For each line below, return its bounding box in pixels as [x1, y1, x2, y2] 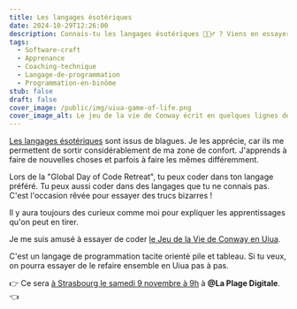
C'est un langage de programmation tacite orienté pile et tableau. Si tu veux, [9, 251, 287, 261]
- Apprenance [17, 54, 65, 63]
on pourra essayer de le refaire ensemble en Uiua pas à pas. [9, 260, 229, 271]
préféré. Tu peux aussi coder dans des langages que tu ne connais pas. [9, 181, 270, 192]
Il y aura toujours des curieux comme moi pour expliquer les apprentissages [9, 207, 286, 218]
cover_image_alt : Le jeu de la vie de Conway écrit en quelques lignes [9, 111, 278, 120]
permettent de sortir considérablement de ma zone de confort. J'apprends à [9, 145, 287, 155]
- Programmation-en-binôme [17, 79, 117, 87]
